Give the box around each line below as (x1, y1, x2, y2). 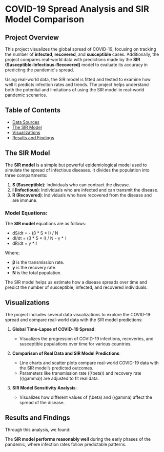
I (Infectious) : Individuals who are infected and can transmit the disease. (12, 187, 159, 193)
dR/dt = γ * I (12, 240, 37, 246)
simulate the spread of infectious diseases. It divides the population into (5, 167, 150, 173)
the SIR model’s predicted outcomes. (19, 365, 94, 371)
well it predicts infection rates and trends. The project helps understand (5, 82, 149, 87)
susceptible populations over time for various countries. (19, 341, 132, 346)
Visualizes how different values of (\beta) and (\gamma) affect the (19, 394, 152, 400)
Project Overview (5, 33, 59, 42)
